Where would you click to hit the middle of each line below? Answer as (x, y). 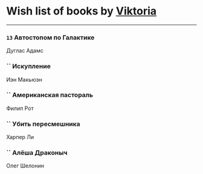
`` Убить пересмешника (43, 124)
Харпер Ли (20, 137)
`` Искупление (29, 66)
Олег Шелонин (25, 166)
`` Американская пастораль (50, 95)
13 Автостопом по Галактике (50, 37)
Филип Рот (20, 108)
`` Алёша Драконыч (37, 153)
